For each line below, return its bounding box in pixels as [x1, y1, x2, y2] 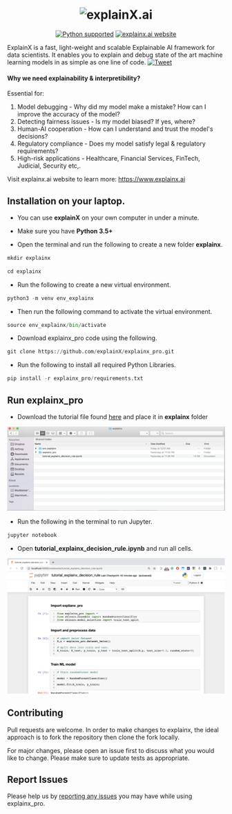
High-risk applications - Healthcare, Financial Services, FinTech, [17, 154, 200, 163]
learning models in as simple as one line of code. [7, 57, 146, 66]
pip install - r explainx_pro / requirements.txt [7, 375, 144, 382]
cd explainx [7, 267, 41, 275]
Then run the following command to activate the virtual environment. [17, 307, 213, 315]
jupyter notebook [7, 532, 57, 539]
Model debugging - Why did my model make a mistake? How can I [17, 103, 206, 111]
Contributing [7, 707, 64, 719]
